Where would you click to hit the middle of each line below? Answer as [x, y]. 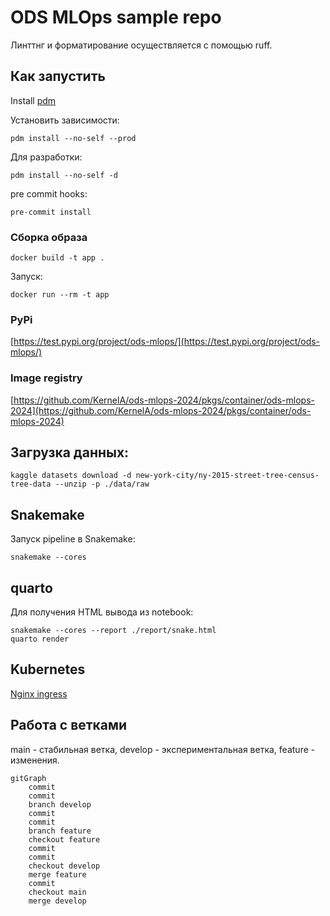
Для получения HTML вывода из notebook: [102, 612]
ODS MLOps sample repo [116, 17]
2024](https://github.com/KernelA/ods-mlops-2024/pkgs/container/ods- [161, 410]
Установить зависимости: [65, 120]
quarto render [40, 639]
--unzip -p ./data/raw [102, 484]
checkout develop [64, 866]
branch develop [60, 804]
